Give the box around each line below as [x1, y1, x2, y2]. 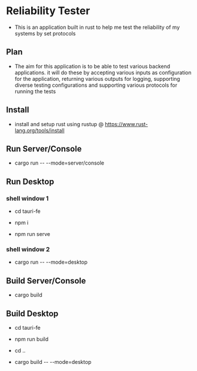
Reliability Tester [6, 4, 90, 18]
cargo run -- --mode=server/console [14, 159, 105, 166]
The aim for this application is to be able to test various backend [14, 63, 171, 70]
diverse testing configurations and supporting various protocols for [14, 81, 178, 88]
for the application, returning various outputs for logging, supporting [14, 75, 181, 82]
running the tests [14, 87, 56, 95]
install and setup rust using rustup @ [14, 120, 104, 127]
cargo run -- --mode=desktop [14, 258, 88, 266]
